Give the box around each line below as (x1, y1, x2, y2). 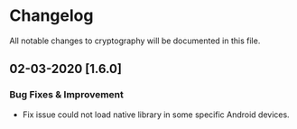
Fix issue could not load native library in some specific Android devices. (22, 109, 291, 120)
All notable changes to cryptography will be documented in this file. (9, 35, 261, 46)
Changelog (9, 5, 94, 26)
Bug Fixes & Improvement (9, 88, 125, 101)
